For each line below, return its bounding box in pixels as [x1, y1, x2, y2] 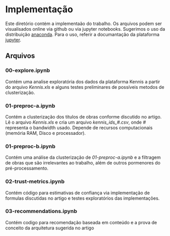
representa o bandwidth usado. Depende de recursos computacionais [5, 124, 153, 131]
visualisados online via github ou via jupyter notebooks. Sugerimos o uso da [5, 26, 165, 32]
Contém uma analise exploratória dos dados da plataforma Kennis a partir [5, 78, 160, 85]
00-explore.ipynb [5, 67, 50, 74]
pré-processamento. [5, 165, 48, 172]
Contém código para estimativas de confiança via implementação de [5, 190, 150, 196]
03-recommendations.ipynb [5, 208, 78, 215]
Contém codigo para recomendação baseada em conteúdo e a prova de [5, 219, 157, 225]
